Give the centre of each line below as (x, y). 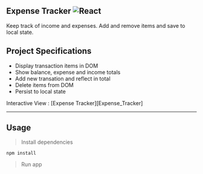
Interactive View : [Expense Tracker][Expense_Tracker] (75, 103)
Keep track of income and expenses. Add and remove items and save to (96, 25)
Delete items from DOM (44, 85)
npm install (21, 153)
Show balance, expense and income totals (68, 72)
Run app (31, 164)
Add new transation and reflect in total (63, 79)
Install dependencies (47, 142)
